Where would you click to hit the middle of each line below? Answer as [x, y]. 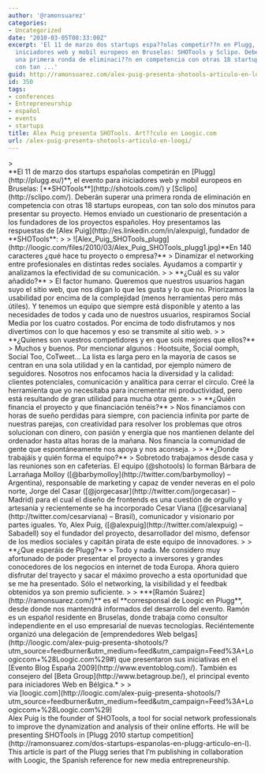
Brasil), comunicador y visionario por [175, 516]
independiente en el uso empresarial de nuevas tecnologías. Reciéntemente [131, 625]
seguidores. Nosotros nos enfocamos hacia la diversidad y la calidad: [121, 373]
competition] [173, 735]
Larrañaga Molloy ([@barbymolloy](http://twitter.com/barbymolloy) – [119, 474]
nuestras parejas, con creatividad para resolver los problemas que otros [125, 423]
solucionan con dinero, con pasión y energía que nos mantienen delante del [131, 432]
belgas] [185, 634]
